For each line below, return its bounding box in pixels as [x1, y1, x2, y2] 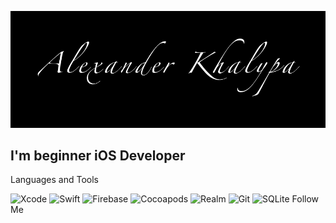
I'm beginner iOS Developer [10, 147, 186, 164]
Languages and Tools [10, 174, 100, 186]
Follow [291, 193, 320, 205]
